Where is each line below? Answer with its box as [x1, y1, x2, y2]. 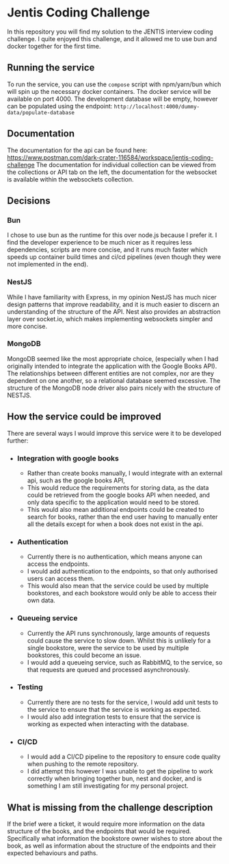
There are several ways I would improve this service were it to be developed [7, 429, 222, 437]
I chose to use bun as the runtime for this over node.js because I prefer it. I [7, 231, 217, 239]
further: [7, 436, 29, 445]
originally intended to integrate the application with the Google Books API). [7, 362, 217, 370]
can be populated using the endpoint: [7, 101, 113, 110]
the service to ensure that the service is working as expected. [27, 705, 202, 713]
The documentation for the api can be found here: [7, 146, 148, 154]
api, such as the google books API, [27, 476, 125, 484]
